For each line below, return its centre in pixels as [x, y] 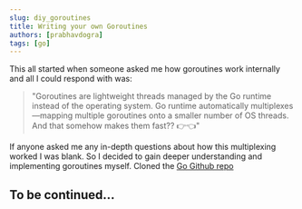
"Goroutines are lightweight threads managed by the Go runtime [151, 96]
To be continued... [62, 195]
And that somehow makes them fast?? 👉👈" [116, 126]
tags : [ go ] [30, 43]
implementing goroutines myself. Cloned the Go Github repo [122, 166]
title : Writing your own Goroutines [78, 26]
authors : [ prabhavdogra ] [56, 35]
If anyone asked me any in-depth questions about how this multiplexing [143, 147]
